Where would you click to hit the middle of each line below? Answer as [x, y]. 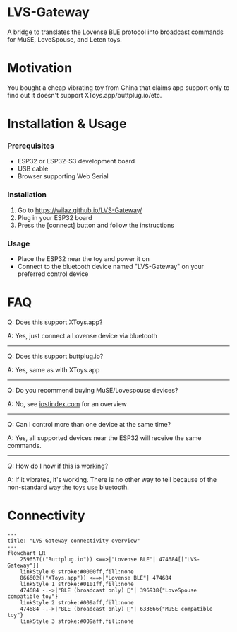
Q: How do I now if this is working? [58, 466]
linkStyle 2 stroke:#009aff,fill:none [77, 602]
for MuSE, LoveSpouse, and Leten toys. [65, 39]
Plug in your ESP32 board [55, 217]
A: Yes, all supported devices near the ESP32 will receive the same [104, 438]
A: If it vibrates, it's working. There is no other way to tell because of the [112, 479]
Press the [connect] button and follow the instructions [96, 225]
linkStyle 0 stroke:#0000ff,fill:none [77, 571]
